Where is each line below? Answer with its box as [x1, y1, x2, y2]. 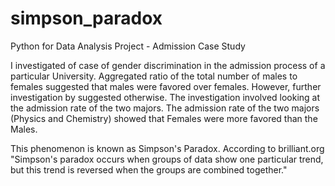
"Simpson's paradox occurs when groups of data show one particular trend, [10, 153, 324, 165]
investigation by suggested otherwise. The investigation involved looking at [10, 91, 321, 103]
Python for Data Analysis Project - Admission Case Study [10, 40, 246, 52]
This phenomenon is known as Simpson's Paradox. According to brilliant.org [10, 142, 325, 154]
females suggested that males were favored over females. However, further [10, 80, 322, 92]
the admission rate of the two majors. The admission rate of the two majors [10, 102, 320, 114]
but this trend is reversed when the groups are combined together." [10, 163, 288, 176]
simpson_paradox [10, 7, 163, 30]
